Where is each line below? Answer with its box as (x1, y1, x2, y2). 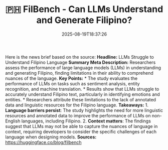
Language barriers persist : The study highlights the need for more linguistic (5, 107, 163, 113)
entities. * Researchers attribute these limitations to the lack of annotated (5, 96, 156, 102)
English (5, 118, 21, 124)
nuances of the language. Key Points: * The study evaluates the (5, 75, 138, 81)
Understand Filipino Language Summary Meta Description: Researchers (5, 59, 156, 65)
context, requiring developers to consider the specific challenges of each (5, 128, 157, 134)
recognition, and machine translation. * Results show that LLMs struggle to (5, 86, 159, 92)
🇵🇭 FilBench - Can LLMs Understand (5, 4, 163, 15)
